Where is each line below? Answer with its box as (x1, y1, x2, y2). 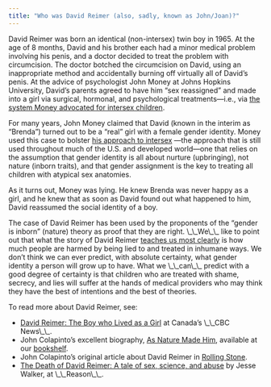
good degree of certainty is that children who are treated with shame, (8, 269, 240, 279)
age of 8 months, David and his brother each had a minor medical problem (8, 42, 256, 52)
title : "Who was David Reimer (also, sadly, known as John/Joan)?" (8, 11, 240, 20)
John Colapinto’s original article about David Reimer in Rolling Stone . (19, 352, 248, 361)
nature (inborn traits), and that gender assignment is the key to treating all (8, 160, 254, 170)
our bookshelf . (19, 343, 69, 353)
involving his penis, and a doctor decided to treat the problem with (8, 51, 229, 60)
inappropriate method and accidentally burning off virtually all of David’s (8, 68, 248, 77)
